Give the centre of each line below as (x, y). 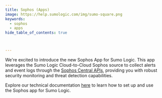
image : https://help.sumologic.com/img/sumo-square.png (64, 14)
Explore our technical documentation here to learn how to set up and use (79, 85)
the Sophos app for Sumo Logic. (38, 90)
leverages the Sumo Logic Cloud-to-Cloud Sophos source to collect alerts (81, 65)
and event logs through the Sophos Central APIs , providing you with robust (81, 70)
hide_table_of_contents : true (36, 33)
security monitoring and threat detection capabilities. (59, 75)
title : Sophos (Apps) (27, 10)
